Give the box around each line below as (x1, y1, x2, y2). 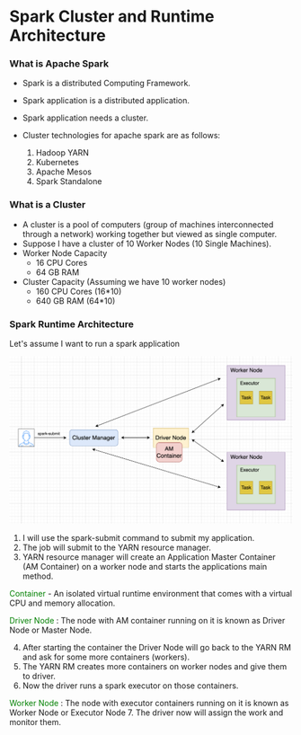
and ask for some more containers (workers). (22, 651, 190, 662)
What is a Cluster (9, 199, 86, 211)
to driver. (22, 670, 57, 681)
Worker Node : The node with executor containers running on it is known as (9, 697, 289, 708)
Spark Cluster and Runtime (9, 6, 215, 27)
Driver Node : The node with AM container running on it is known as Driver (9, 615, 286, 625)
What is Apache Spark (9, 58, 110, 70)
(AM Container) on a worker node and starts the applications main (22, 561, 268, 571)
